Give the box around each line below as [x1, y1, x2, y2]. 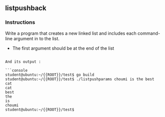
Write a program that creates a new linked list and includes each [5, 30, 137, 36]
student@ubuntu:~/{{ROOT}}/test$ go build [5, 72, 94, 77]
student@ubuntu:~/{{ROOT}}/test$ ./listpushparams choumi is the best [5, 77, 155, 82]
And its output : [5, 59, 41, 64]
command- [137, 30, 161, 36]
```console [5, 68, 28, 73]
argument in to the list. [13, 35, 60, 41]
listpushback [5, 4, 47, 12]
